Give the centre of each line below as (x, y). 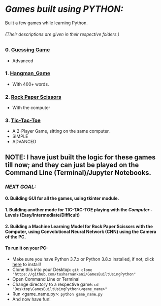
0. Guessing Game (28, 50)
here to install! (27, 264)
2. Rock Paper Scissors (33, 97)
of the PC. (16, 237)
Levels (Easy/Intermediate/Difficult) (43, 215)
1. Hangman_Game (28, 74)
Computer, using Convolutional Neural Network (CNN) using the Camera (81, 231)
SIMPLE (20, 136)
